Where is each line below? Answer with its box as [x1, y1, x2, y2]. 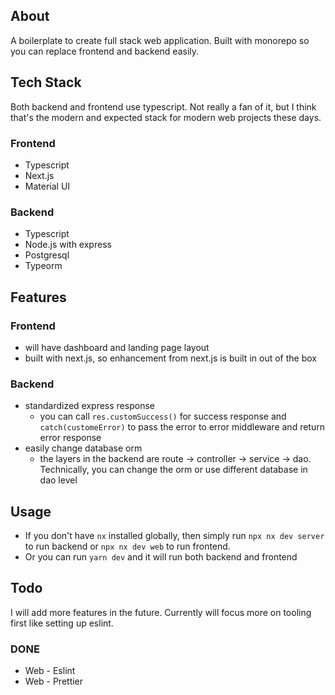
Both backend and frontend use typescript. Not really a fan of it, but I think [10, 100, 317, 113]
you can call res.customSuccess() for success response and [39, 410, 287, 423]
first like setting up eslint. [10, 617, 114, 629]
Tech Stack [10, 74, 82, 91]
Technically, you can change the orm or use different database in [39, 464, 308, 476]
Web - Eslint [24, 665, 76, 677]
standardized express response [24, 400, 155, 412]
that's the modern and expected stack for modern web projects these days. [10, 111, 322, 123]
